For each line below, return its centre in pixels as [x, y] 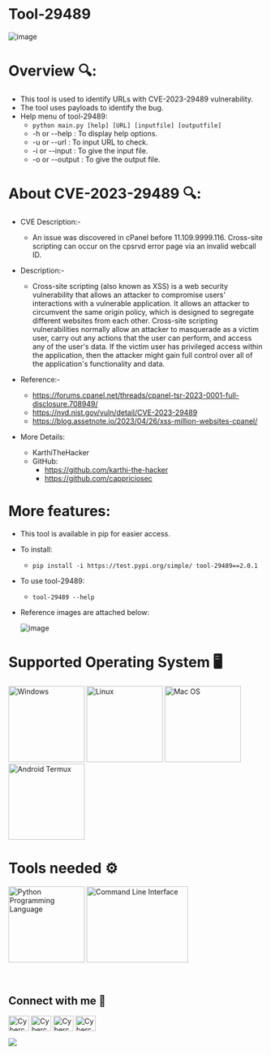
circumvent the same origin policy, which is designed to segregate [143, 312]
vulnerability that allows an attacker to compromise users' [129, 295]
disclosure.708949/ [65, 403]
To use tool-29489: [52, 580]
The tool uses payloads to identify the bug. [92, 107]
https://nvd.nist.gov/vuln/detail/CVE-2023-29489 [115, 412]
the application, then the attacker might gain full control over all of [142, 355]
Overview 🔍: [53, 71]
